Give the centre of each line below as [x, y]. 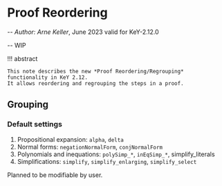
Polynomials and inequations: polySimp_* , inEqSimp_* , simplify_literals [116, 154]
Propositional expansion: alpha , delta [71, 139]
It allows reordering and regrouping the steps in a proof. [96, 83]
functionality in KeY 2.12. [48, 77]
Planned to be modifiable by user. [55, 175]
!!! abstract [22, 58]
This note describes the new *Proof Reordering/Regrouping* [96, 71]
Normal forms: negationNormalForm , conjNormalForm [90, 147]
